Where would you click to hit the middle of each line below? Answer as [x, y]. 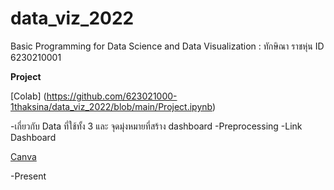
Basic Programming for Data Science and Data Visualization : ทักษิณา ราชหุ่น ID [167, 46]
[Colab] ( [28, 96]
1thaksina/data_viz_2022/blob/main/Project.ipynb [111, 106]
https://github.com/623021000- [112, 96]
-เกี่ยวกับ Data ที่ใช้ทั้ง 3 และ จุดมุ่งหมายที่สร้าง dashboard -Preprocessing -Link [156, 126]
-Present [28, 176]
